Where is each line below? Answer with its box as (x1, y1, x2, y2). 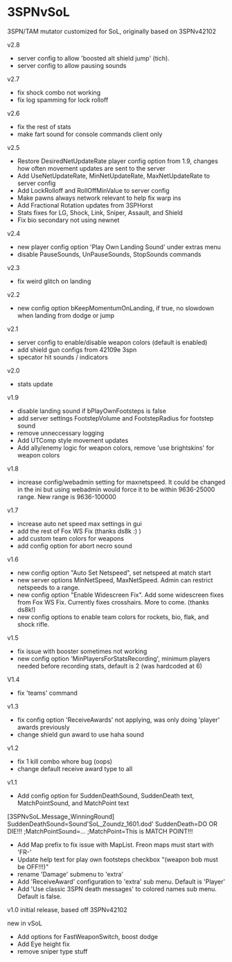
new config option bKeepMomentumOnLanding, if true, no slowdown (17, 303, 215, 312)
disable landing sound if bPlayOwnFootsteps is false (17, 407, 166, 415)
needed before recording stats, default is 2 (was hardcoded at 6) (17, 661, 203, 670)
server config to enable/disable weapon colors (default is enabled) (17, 338, 208, 346)
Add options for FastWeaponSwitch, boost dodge (17, 932, 159, 940)
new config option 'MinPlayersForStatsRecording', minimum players (17, 654, 211, 663)
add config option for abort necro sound (17, 541, 132, 550)
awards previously (17, 723, 71, 731)
